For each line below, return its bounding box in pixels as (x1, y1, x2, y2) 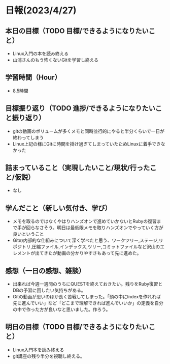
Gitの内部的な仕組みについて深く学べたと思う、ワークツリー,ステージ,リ (12, 237, 163, 243)
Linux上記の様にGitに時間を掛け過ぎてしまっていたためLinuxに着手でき (12, 141, 161, 147)
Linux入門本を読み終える (12, 347, 64, 353)
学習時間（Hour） (5, 73, 62, 82)
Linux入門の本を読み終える (12, 50, 69, 57)
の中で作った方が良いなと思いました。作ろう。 (12, 306, 111, 313)
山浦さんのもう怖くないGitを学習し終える (12, 57, 99, 63)
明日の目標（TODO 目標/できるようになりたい (5, 323, 149, 331)
